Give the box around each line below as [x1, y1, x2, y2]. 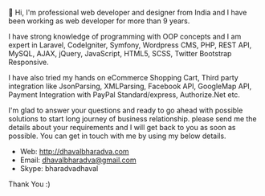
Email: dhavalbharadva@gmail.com [19, 155, 137, 165]
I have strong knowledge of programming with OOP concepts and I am [8, 32, 242, 41]
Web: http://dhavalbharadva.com [19, 147, 130, 156]
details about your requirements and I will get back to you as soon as [8, 123, 236, 132]
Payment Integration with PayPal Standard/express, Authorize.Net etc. [8, 90, 241, 100]
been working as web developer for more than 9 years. [8, 16, 190, 26]
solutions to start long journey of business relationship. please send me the [8, 114, 257, 124]
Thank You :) [8, 179, 51, 189]
